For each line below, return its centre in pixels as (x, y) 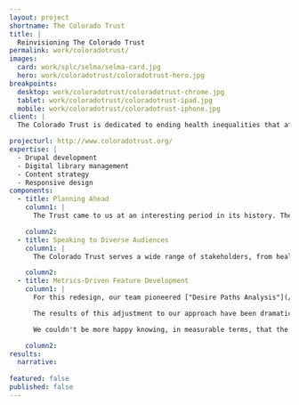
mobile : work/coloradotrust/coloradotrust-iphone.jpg (119, 109)
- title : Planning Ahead (63, 199)
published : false (41, 387)
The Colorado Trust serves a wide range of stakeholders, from (153, 256)
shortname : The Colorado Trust (67, 26)
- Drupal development (57, 158)
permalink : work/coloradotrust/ (69, 51)
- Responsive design (55, 182)
